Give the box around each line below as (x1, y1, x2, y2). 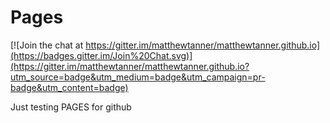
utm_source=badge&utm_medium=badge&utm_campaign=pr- (10, 71, 266, 83)
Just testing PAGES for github (10, 101, 132, 113)
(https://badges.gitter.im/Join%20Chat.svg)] (10, 49, 193, 61)
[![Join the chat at (10, 39, 84, 51)
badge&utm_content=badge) (10, 81, 129, 93)
